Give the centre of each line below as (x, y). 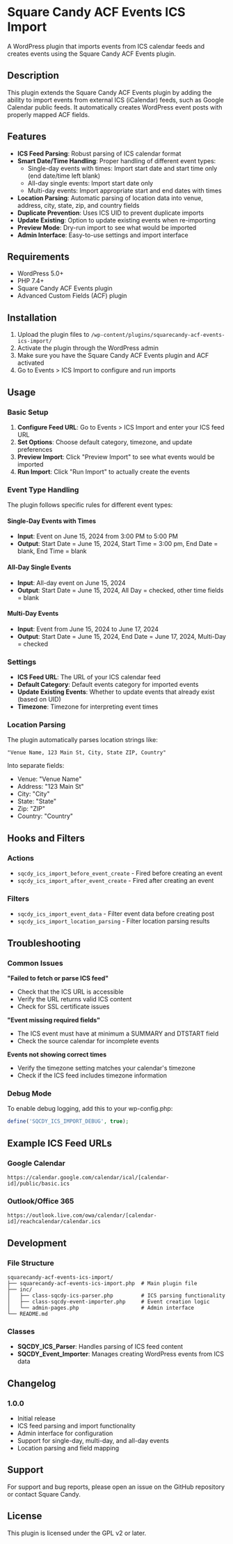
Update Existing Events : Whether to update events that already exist (116, 692)
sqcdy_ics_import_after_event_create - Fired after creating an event (115, 881)
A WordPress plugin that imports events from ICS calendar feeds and (106, 46)
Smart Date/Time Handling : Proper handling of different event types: (116, 160)
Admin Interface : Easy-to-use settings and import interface (103, 235)
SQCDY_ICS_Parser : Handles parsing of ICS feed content (100, 1347)
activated (31, 363)
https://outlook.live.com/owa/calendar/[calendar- (82, 1216)
